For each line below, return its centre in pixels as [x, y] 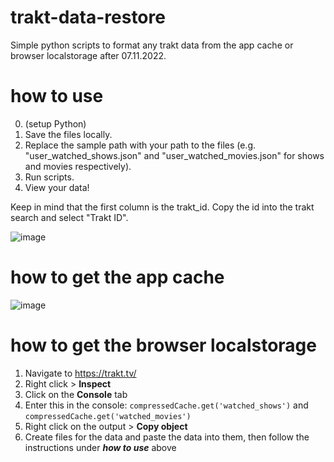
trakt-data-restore [88, 17]
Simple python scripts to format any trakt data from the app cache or [152, 45]
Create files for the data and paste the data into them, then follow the [167, 437]
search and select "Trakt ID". [69, 217]
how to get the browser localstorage [163, 345]
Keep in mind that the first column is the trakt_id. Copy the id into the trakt [162, 207]
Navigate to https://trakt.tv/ [80, 373]
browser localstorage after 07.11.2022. [88, 55]
